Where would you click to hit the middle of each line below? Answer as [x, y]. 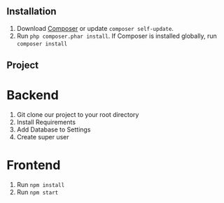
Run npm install [41, 185]
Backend [33, 96]
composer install [42, 44]
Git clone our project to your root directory [78, 115]
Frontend [34, 166]
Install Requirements [46, 122]
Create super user [43, 137]
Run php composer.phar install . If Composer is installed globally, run [117, 36]
